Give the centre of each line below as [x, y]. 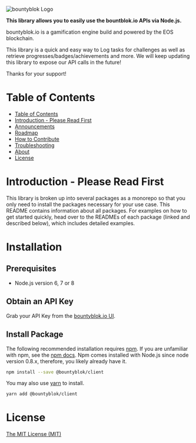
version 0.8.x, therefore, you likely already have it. [67, 361]
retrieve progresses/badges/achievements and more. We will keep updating [98, 56]
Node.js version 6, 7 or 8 [44, 283]
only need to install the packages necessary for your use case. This [88, 204]
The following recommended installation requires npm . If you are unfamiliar [97, 348]
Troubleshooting [34, 145]
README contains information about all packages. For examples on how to [97, 210]
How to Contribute [37, 139]
